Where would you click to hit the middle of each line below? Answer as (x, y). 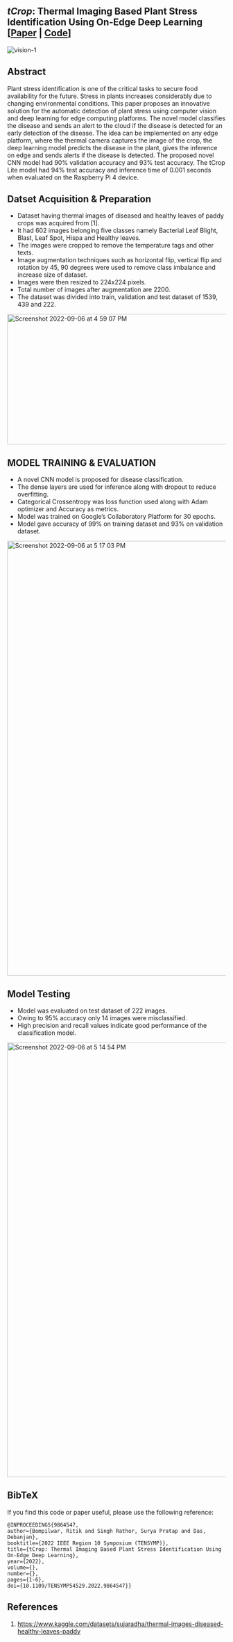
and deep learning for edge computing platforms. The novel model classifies (116, 118)
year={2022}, (26, 1561)
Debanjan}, (23, 1537)
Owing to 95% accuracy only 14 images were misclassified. (102, 1018)
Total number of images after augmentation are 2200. (94, 290)
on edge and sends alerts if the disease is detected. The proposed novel (111, 155)
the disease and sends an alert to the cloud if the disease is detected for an (115, 125)
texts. (25, 252)
